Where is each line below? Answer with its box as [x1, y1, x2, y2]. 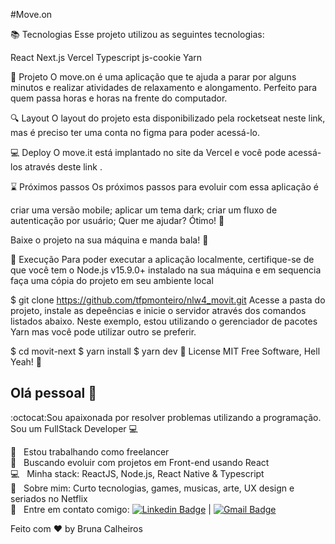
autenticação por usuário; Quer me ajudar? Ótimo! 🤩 [10, 215, 225, 226]
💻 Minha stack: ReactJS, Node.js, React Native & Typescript [10, 467, 265, 479]
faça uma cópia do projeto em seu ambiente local [10, 275, 214, 286]
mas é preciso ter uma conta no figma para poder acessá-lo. [10, 127, 260, 138]
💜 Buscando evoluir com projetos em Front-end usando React [10, 456, 270, 468]
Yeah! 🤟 [10, 356, 43, 368]
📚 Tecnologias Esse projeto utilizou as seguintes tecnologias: [10, 29, 265, 40]
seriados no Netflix [10, 492, 88, 504]
